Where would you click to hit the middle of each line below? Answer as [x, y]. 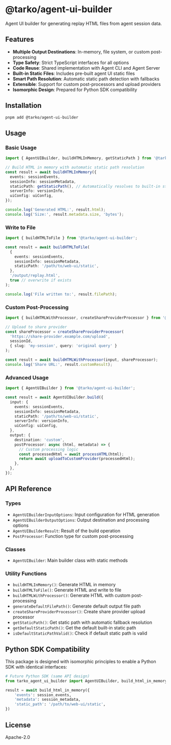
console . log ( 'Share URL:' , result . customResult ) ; [59, 364]
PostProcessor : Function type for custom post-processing [73, 536]
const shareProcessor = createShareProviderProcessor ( [65, 332]
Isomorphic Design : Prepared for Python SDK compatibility [75, 90]
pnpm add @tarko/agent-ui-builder [42, 117]
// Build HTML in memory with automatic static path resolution [75, 167]
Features [20, 39]
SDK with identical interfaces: [36, 667]
